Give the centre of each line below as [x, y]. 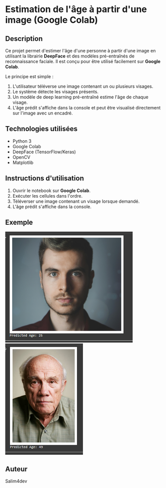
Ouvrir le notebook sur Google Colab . [51, 191]
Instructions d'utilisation [45, 178]
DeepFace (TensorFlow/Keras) [44, 152]
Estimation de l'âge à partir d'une [76, 9]
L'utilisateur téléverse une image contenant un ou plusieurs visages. [83, 86]
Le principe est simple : [29, 76]
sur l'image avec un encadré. [43, 113]
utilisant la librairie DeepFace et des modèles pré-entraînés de [70, 56]
